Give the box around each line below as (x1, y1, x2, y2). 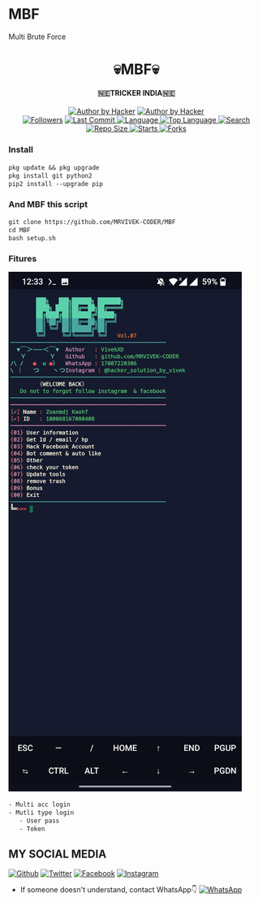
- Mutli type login (8, 809, 75, 817)
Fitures (8, 252, 37, 264)
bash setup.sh (8, 234, 57, 242)
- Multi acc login (8, 801, 71, 809)
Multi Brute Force (8, 32, 67, 41)
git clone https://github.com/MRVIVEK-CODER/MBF (8, 218, 176, 226)
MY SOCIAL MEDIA (8, 847, 107, 861)
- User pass (19, 817, 60, 825)
